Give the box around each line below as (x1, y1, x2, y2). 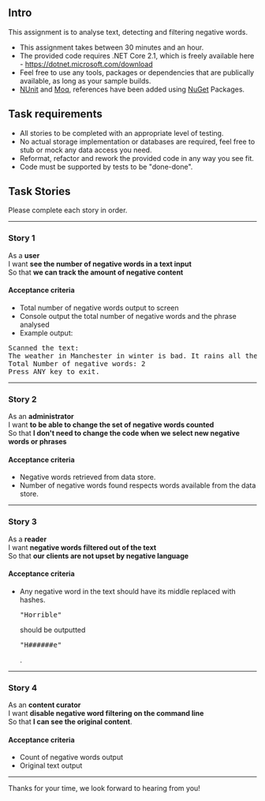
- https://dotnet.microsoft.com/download (19, 59, 153, 69)
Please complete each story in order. (8, 205, 128, 215)
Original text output (19, 761, 83, 770)
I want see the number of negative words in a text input (8, 259, 192, 268)
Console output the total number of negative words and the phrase (19, 311, 237, 320)
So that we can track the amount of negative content (8, 268, 184, 277)
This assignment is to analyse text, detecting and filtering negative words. (8, 27, 248, 36)
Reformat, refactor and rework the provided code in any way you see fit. (19, 153, 255, 163)
